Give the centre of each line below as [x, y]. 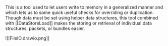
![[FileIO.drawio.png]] [27, 38]
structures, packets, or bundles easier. [45, 28]
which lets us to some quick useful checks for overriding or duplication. [79, 12]
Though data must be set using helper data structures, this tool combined [82, 18]
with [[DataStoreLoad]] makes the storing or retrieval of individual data [79, 23]
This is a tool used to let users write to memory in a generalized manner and [84, 7]
